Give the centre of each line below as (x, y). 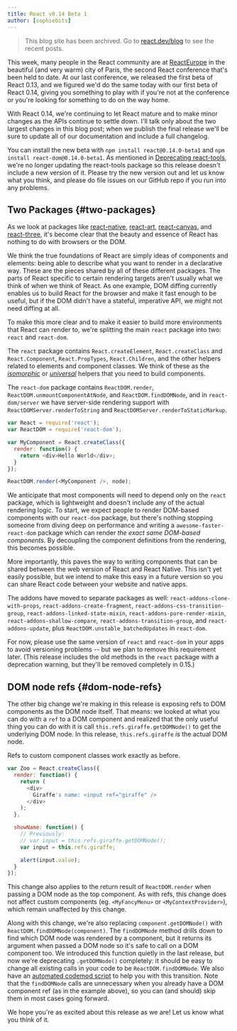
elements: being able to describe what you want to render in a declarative (115, 263)
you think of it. (28, 1020)
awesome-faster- (200, 526)
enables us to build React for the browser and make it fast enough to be (112, 293)
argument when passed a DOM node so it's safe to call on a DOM (103, 946)
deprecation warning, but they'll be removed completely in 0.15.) (101, 665)
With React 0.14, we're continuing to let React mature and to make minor (112, 114)
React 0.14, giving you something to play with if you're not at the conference (118, 92)
